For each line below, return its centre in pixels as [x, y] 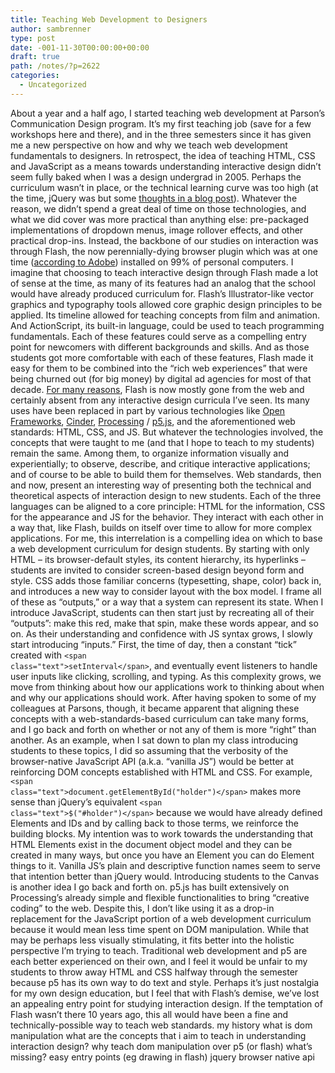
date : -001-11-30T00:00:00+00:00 [80, 47]
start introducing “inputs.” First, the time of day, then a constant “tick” [153, 644]
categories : [35, 76]
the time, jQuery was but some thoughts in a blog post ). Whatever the [154, 198]
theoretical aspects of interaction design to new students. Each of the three [166, 495]
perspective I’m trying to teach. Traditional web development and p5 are [159, 950]
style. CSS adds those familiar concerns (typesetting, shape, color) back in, [166, 580]
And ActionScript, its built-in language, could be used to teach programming [167, 325]
